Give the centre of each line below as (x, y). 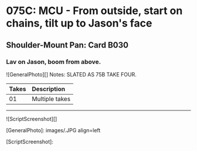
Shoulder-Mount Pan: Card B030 (67, 45)
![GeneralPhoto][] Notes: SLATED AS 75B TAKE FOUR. (71, 74)
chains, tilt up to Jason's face (79, 23)
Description (49, 89)
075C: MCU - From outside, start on (94, 11)
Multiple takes (51, 99)
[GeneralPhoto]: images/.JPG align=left (53, 130)
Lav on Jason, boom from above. (54, 62)
